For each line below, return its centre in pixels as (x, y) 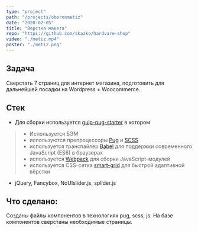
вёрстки (40, 171)
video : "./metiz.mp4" (33, 39)
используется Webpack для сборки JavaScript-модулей (100, 159)
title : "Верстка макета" (37, 28)
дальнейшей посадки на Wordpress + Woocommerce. (73, 89)
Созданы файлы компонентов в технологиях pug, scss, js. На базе (90, 216)
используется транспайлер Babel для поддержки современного (111, 146)
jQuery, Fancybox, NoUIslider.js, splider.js (65, 183)
